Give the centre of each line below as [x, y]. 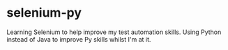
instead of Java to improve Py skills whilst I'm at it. [79, 39]
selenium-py [44, 13]
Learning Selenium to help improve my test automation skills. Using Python [114, 32]
